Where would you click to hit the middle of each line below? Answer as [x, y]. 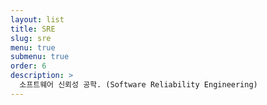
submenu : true [40, 57]
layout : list [37, 19]
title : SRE [33, 29]
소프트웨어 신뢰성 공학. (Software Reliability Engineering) [138, 85]
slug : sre [31, 38]
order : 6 [28, 66]
